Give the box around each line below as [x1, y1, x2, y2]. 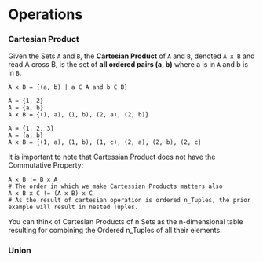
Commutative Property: [8, 161, 84, 170]
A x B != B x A [8, 175, 58, 184]
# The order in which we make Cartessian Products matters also [8, 183, 223, 190]
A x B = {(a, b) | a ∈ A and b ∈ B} [8, 83, 128, 91]
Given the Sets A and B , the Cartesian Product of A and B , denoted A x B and [8, 51, 255, 61]
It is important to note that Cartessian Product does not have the [8, 152, 216, 162]
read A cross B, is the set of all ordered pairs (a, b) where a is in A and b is [8, 60, 249, 69]
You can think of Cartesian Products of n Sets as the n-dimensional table [8, 217, 243, 227]
